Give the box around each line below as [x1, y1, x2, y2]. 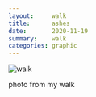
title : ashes [8, 19, 70, 27]
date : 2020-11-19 [8, 27, 89, 35]
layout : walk [8, 11, 67, 20]
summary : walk [8, 34, 67, 43]
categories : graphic [8, 42, 78, 50]
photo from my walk [8, 80, 75, 90]
